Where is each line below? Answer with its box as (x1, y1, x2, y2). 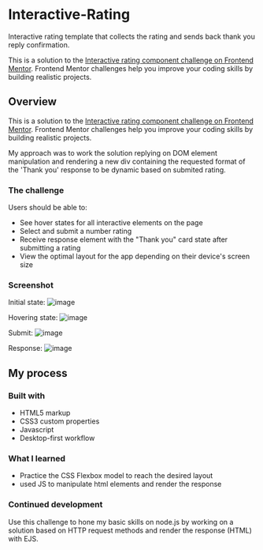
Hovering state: (8, 313, 58, 322)
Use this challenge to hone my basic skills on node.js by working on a (8, 517, 234, 526)
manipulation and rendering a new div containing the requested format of (8, 156, 246, 166)
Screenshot (8, 279, 54, 290)
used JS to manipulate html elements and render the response (19, 480, 222, 489)
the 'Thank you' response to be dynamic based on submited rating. (8, 164, 226, 175)
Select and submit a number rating (19, 227, 132, 236)
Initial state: (8, 298, 46, 307)
